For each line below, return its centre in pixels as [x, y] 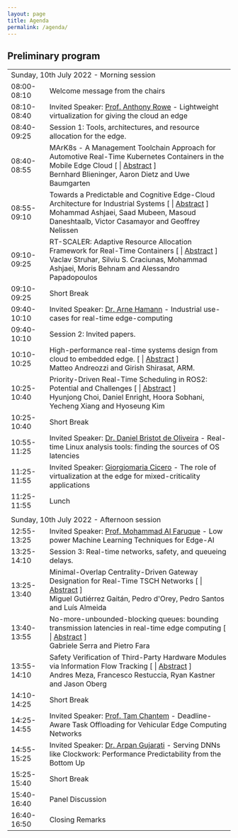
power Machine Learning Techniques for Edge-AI [132, 540]
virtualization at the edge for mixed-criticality [125, 477]
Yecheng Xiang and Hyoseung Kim [107, 406]
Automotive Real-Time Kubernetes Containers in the [137, 157]
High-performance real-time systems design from [134, 350]
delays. [61, 560]
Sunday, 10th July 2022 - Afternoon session [86, 520]
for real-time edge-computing [122, 318]
